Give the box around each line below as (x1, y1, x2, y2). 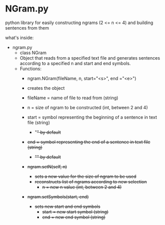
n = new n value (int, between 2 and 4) (42, 184, 122, 190)
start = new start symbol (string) (42, 208, 109, 214)
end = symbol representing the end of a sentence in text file (27, 139, 151, 145)
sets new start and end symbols (34, 203, 101, 209)
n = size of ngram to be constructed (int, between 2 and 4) (27, 104, 148, 110)
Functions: (19, 66, 41, 72)
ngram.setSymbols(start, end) (27, 193, 89, 199)
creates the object (27, 85, 65, 91)
